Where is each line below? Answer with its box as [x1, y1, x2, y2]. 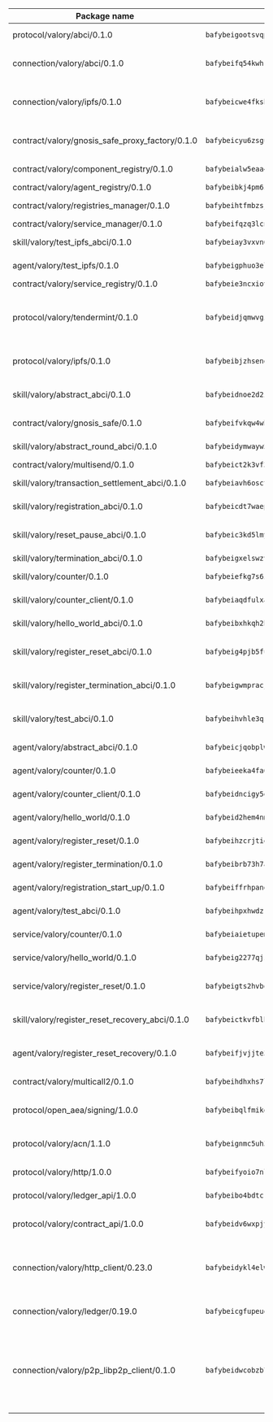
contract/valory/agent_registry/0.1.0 [12, 182, 152, 193]
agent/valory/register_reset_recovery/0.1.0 [12, 1048, 177, 1059]
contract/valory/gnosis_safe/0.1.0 [12, 418, 142, 428]
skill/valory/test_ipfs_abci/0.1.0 [12, 237, 132, 247]
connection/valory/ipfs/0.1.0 [12, 97, 122, 107]
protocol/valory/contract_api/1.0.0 [12, 1219, 144, 1229]
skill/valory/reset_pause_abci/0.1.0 [12, 529, 146, 540]
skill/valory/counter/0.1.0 [12, 571, 110, 582]
